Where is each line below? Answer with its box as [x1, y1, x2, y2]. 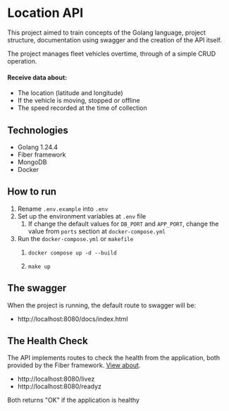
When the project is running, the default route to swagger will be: [7, 301, 197, 309]
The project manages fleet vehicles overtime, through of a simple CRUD [7, 49, 216, 58]
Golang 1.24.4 [17, 142, 58, 151]
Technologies [7, 124, 69, 136]
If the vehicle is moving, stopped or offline [17, 97, 140, 105]
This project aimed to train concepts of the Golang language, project [7, 28, 206, 37]
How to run [7, 185, 57, 198]
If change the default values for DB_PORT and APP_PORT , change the [27, 219, 219, 228]
